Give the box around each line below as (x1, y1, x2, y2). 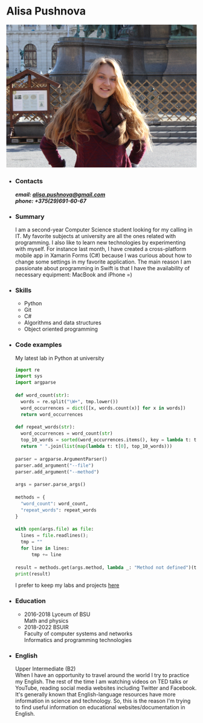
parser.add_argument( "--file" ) (14, 462, 94, 468)
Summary (14, 212, 45, 221)
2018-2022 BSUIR (24, 623, 69, 631)
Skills (14, 286, 32, 294)
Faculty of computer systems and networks (24, 630, 133, 637)
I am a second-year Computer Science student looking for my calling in (14, 226, 193, 233)
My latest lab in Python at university (14, 354, 105, 361)
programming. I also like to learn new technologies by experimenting (14, 239, 186, 246)
